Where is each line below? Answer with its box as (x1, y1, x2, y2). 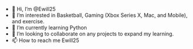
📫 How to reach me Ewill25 (11, 37, 79, 44)
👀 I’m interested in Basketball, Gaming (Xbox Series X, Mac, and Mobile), (11, 12, 188, 19)
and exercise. (11, 18, 45, 24)
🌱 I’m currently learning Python (11, 24, 87, 31)
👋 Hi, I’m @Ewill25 (11, 6, 56, 12)
